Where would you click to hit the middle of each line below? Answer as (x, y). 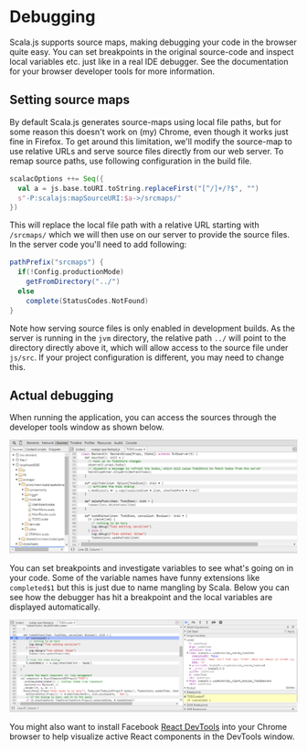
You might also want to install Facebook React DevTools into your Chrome (148, 726)
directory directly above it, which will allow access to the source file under (149, 347)
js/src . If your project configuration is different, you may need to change (147, 357)
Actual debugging (62, 395)
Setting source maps (70, 100)
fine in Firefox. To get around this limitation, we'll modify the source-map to (151, 141)
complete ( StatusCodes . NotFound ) (87, 301)
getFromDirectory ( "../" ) (73, 281)
